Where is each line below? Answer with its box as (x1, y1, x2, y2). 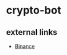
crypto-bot (6, 4, 62, 17)
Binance (14, 43, 35, 50)
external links (6, 27, 58, 37)
